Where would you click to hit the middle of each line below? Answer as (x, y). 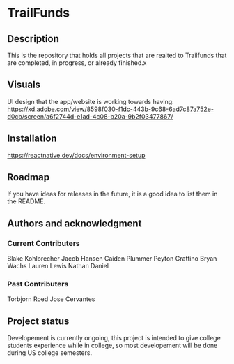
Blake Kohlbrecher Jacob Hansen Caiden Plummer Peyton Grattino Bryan (112, 259)
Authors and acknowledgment (75, 223)
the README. (26, 201)
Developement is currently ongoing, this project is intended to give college (114, 338)
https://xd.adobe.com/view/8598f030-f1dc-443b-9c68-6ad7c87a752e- (111, 109)
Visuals (24, 85)
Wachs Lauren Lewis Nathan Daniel (58, 266)
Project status (38, 321)
